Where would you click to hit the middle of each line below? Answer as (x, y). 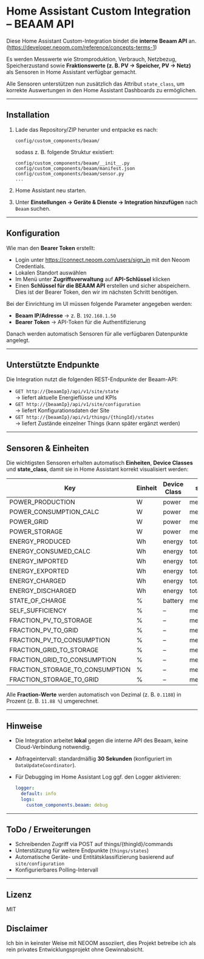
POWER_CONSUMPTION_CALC (54, 512)
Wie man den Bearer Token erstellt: (51, 248)
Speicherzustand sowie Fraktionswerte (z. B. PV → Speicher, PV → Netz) (99, 66)
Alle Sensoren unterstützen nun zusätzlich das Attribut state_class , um (96, 84)
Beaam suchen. (32, 208)
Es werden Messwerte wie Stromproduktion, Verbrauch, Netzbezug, (92, 59)
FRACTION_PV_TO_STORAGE (51, 620)
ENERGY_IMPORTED (39, 561)
